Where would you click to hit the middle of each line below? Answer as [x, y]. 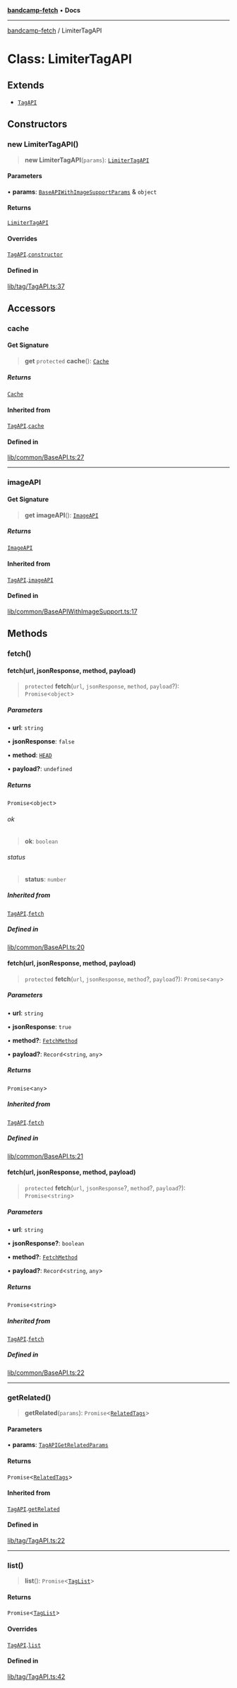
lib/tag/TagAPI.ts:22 [36, 1540]
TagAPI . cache [26, 426]
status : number [45, 879]
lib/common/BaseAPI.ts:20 [46, 947]
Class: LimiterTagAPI [70, 59]
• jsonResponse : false [41, 742]
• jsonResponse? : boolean [46, 1243]
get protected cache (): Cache [67, 361]
